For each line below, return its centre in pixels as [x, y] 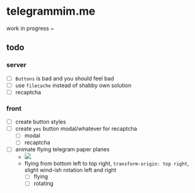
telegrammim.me [51, 11]
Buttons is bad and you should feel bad [65, 78]
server [16, 65]
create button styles [40, 122]
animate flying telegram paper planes [62, 149]
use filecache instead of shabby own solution [73, 85]
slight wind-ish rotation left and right [70, 170]
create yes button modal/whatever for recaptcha [76, 129]
